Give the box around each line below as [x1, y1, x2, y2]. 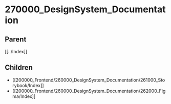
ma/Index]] [12, 93, 36, 99]
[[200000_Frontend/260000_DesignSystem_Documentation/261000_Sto [12, 77, 165, 83]
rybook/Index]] [12, 82, 44, 88]
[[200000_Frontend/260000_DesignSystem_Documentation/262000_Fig [12, 88, 166, 94]
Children [5, 63, 33, 72]
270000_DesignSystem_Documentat [5, 4, 166, 15]
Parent [5, 35, 27, 44]
